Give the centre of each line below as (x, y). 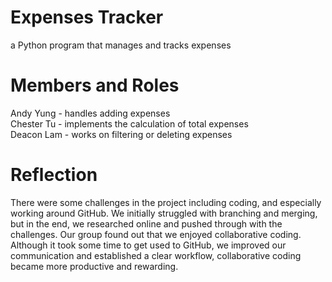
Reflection (54, 175)
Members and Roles (95, 85)
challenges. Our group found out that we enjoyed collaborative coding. (156, 234)
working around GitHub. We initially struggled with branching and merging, (164, 213)
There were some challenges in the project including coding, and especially (166, 202)
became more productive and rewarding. (94, 266)
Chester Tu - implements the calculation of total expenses (129, 123)
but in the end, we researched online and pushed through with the (146, 223)
